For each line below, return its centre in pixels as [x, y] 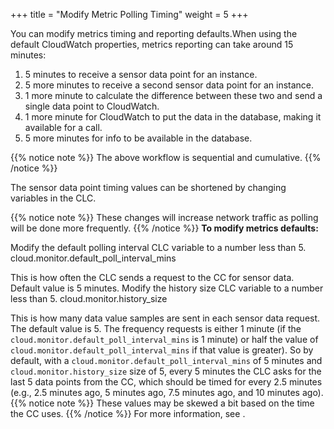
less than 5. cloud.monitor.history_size [89, 298]
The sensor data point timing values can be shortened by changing [148, 187]
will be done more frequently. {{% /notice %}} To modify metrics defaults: [164, 228]
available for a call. [63, 127]
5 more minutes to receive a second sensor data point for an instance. [169, 85]
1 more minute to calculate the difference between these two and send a [173, 95]
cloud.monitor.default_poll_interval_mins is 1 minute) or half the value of [164, 339]
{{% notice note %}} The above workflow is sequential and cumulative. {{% [166, 157]
